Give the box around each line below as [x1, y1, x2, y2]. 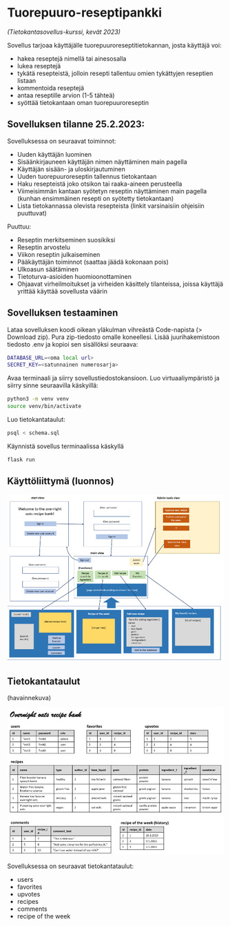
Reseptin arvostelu [17, 243, 71, 251]
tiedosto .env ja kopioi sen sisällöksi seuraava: [7, 340, 138, 348]
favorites [17, 882, 43, 891]
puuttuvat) [17, 209, 47, 217]
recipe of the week [17, 911, 71, 920]
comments [17, 905, 48, 913]
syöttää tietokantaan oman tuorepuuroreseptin [17, 98, 149, 106]
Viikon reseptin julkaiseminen [17, 250, 101, 258]
